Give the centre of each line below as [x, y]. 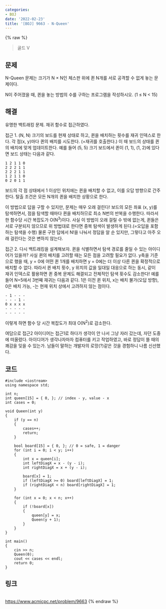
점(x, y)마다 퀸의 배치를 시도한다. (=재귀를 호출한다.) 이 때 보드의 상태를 [85, 141]
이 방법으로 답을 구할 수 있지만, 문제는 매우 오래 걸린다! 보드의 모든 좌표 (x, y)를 [81, 207]
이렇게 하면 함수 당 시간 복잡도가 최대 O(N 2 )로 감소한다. [59, 322]
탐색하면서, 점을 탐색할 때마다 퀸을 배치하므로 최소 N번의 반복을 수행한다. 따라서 [82, 213]
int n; [12, 394]
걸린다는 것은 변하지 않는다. [37, 238]
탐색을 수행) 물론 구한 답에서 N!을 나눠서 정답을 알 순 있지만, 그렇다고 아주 [85, 232]
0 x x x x [15, 304]
